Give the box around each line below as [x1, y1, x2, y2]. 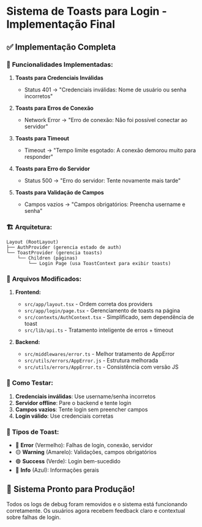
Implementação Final [6, 17, 115, 31]
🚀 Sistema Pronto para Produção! [6, 484, 135, 494]
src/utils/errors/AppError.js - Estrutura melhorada [24, 357, 159, 364]
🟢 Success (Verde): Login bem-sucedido [15, 458, 121, 465]
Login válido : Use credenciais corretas [15, 412, 114, 420]
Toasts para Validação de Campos [15, 188, 104, 196]
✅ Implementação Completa [6, 42, 116, 52]
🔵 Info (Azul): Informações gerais [15, 466, 99, 474]
